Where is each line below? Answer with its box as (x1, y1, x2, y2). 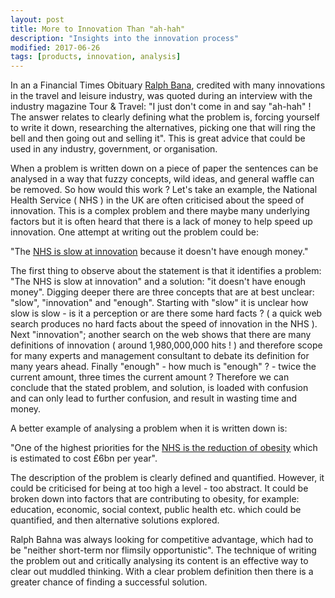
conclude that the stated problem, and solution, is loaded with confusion (10, 382, 309, 394)
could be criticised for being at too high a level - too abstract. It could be (10, 482, 309, 495)
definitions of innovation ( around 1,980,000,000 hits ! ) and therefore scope (10, 339, 323, 351)
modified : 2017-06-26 (10, 42, 101, 53)
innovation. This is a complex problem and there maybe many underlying (10, 205, 310, 217)
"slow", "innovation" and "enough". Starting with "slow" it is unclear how (10, 297, 309, 309)
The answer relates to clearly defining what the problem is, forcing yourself (10, 111, 320, 123)
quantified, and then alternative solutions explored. (10, 514, 220, 526)
